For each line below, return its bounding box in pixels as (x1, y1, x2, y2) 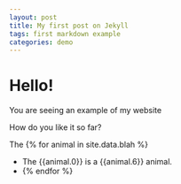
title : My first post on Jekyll (9, 21, 129, 30)
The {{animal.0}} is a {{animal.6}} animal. (21, 157, 173, 167)
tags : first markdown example (9, 29, 122, 38)
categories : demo (9, 37, 74, 47)
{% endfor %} (21, 165, 74, 177)
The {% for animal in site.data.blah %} (9, 139, 149, 150)
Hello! (9, 76, 54, 96)
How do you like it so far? (9, 122, 102, 133)
